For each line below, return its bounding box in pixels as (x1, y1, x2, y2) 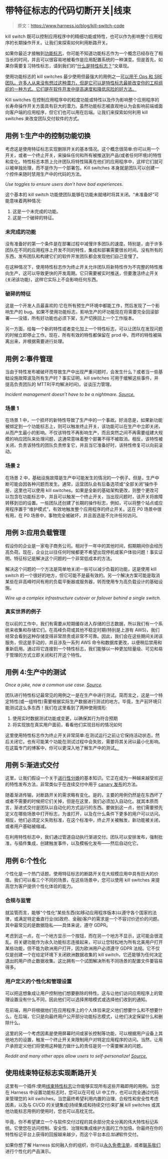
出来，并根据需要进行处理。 (9, 338, 66, 344)
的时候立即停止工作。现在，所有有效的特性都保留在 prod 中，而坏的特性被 (5, 332, 157, 338)
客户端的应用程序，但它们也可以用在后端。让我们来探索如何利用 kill (9, 109, 148, 115)
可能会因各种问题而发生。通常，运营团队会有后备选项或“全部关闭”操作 (9, 481, 154, 487)
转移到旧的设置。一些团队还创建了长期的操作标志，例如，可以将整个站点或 (5, 499, 158, 505)
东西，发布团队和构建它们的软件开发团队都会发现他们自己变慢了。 (5, 253, 141, 260)
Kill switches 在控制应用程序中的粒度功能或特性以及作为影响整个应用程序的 (5, 96, 159, 102)
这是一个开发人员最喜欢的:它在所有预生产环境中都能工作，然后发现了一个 (5, 303, 156, 309)
